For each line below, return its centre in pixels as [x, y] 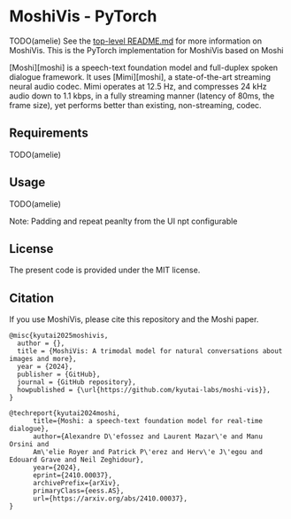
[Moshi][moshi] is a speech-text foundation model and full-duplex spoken [144, 67]
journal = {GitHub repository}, [77, 382]
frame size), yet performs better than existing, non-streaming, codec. [136, 105]
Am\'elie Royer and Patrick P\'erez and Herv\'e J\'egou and [148, 452]
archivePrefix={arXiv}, [77, 484]
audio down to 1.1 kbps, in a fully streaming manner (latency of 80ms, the [142, 96]
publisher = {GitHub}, [59, 374]
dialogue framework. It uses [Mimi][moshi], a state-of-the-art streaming [140, 76]
